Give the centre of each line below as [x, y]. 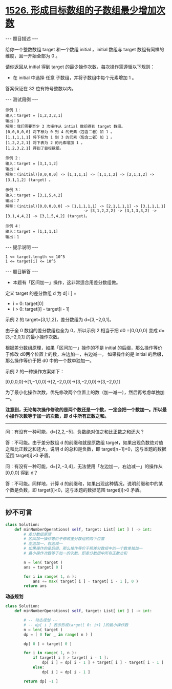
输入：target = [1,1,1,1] [32, 231]
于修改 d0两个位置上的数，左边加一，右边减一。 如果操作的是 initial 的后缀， [86, 354]
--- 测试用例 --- [22, 99]
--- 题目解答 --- [22, 271]
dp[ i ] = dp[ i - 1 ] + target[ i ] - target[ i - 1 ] [103, 663]
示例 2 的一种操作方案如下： [35, 371]
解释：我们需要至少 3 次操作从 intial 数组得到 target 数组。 [65, 126]
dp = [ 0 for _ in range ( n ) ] [58, 634]
